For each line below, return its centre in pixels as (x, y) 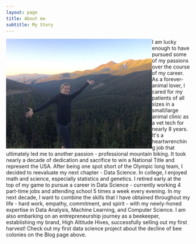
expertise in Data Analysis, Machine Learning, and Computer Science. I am (96, 210)
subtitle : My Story (30, 25)
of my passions (170, 61)
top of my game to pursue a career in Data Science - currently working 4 (93, 185)
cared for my (167, 92)
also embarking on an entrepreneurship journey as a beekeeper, (83, 216)
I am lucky (164, 42)
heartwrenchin (169, 142)
